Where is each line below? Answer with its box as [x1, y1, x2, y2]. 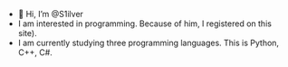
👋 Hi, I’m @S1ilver [17, 9, 84, 19]
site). [17, 28, 38, 38]
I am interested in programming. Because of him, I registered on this [17, 18, 272, 29]
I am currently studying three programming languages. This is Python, [17, 37, 279, 48]
